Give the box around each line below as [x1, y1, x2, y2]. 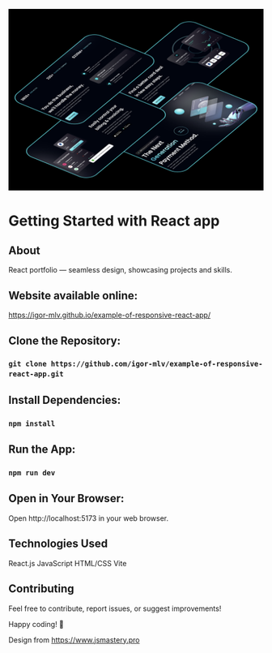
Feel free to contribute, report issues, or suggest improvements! [8, 604, 222, 613]
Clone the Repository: [8, 333, 121, 347]
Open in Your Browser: [8, 492, 125, 505]
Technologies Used [8, 537, 108, 551]
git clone [8, 359, 47, 369]
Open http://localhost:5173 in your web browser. [8, 513, 169, 523]
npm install [8, 419, 56, 428]
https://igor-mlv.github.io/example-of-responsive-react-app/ [8, 310, 211, 320]
